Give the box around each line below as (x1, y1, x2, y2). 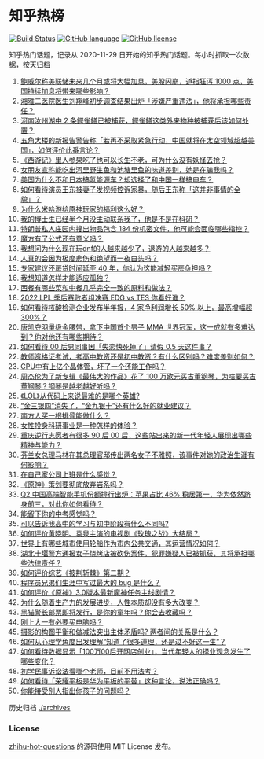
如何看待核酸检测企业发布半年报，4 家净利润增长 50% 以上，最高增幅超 (20, 302, 253, 311)
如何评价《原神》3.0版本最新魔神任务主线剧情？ (20, 588, 176, 597)
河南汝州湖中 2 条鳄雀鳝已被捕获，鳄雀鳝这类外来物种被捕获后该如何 (20, 116, 243, 125)
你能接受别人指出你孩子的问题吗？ (20, 686, 131, 695)
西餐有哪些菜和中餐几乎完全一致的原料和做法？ (20, 282, 172, 292)
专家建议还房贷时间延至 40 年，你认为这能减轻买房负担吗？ (20, 263, 213, 272)
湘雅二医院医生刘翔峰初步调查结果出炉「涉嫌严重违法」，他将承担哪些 (20, 96, 244, 105)
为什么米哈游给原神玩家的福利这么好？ (20, 204, 145, 213)
